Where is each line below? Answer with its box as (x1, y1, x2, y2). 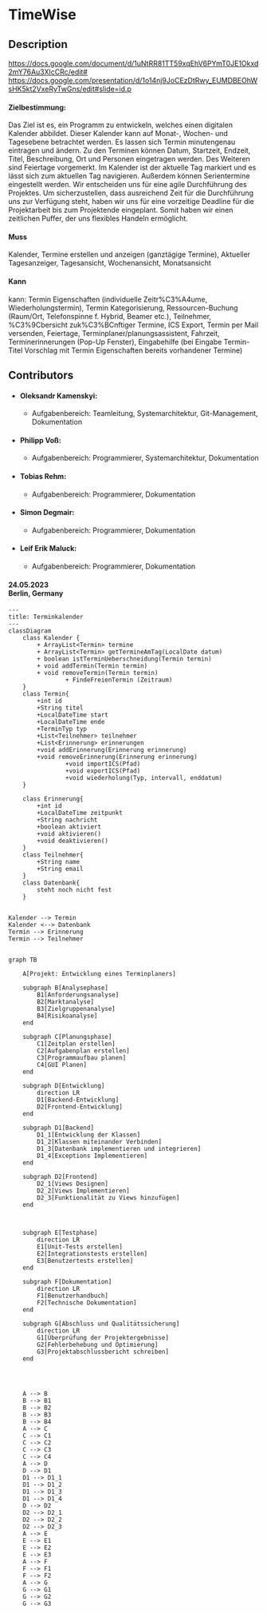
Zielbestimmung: (8, 102, 66, 112)
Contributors (8, 369, 74, 382)
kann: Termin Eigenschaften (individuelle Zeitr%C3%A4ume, (8, 294, 208, 304)
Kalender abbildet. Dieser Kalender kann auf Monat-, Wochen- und (8, 129, 229, 138)
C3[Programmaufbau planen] (37, 1054, 127, 1062)
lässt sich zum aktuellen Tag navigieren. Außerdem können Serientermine (8, 171, 250, 181)
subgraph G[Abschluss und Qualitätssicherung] (22, 1320, 180, 1328)
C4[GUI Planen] (37, 1061, 88, 1069)
